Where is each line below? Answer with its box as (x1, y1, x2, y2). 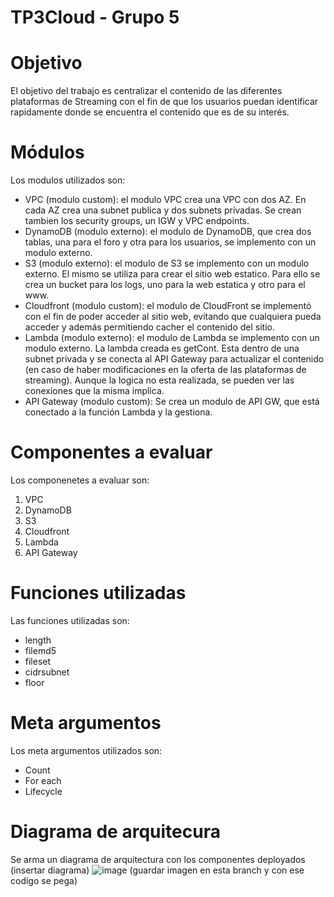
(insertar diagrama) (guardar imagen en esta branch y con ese (10, 864, 305, 876)
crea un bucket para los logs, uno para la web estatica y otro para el (24, 279, 306, 291)
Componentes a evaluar (10, 441, 213, 464)
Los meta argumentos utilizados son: (10, 744, 163, 756)
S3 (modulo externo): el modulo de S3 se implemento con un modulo (24, 257, 310, 270)
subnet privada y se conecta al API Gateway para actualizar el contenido (24, 353, 325, 365)
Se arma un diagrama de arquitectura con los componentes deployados (10, 853, 306, 865)
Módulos (10, 141, 85, 164)
